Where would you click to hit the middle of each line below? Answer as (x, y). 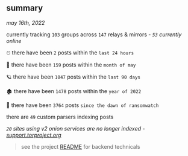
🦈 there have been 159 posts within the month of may (71, 65)
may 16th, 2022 (26, 22)
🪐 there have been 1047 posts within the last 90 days (73, 77)
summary (25, 8)
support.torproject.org (34, 135)
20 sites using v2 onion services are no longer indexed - (76, 128)
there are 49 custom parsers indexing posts (60, 117)
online (14, 41)
